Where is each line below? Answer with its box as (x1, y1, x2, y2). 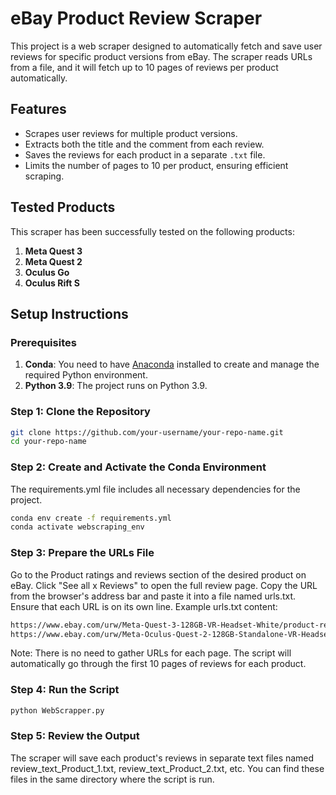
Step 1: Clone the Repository (10, 405, 151, 419)
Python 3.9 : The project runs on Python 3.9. (24, 380, 208, 392)
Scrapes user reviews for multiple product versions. (24, 127, 238, 139)
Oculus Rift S (24, 277, 80, 289)
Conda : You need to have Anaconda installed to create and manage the (24, 358, 320, 371)
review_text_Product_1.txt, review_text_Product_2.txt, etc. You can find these (10, 762, 325, 774)
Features (10, 101, 67, 118)
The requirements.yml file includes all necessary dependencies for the (10, 483, 301, 495)
